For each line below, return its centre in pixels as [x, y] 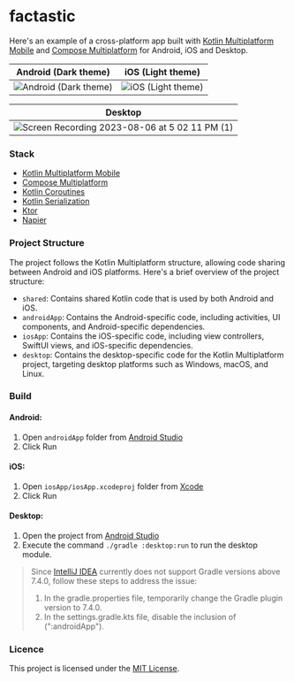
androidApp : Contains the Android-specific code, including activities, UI [151, 317]
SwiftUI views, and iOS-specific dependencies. [107, 345]
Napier [34, 220]
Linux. [33, 373]
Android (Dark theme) [63, 72]
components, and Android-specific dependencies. [113, 326]
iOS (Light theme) [162, 72]
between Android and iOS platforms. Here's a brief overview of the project [144, 272]
